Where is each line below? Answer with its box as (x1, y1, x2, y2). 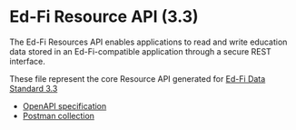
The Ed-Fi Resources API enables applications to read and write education (9, 36, 288, 47)
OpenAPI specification (22, 100, 107, 111)
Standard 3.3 (9, 83, 58, 94)
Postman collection (22, 110, 95, 121)
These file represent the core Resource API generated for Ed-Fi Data (9, 73, 266, 84)
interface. (9, 55, 45, 66)
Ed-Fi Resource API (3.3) (9, 6, 199, 27)
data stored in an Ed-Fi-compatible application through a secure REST (9, 45, 272, 56)
